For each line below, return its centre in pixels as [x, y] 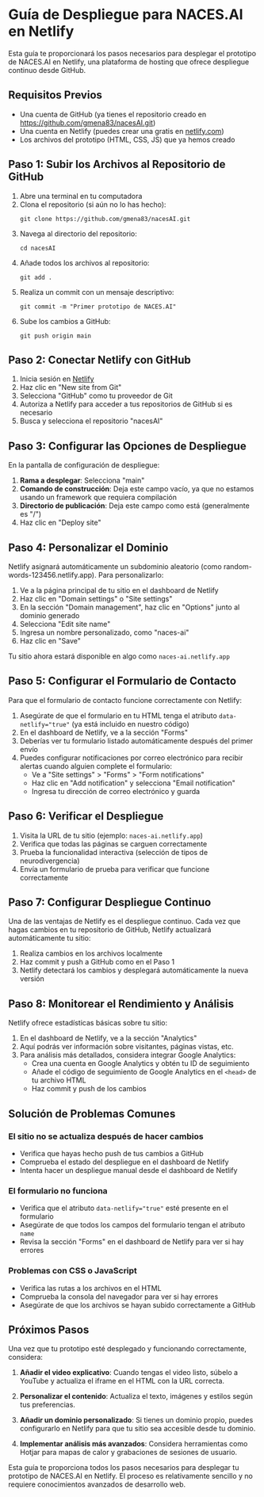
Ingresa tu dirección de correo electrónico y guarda [116, 791]
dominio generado [50, 615]
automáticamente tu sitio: [50, 938]
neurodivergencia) [50, 861]
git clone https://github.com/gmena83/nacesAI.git [105, 219]
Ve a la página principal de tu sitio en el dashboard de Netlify [119, 590]
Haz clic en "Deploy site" [60, 523]
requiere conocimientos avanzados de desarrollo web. [97, 1484]
